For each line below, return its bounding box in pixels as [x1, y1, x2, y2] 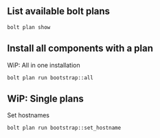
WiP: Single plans [7, 93, 84, 105]
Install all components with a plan [7, 43, 153, 55]
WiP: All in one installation [7, 61, 80, 69]
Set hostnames [7, 111, 50, 119]
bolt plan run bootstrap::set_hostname [7, 124, 122, 132]
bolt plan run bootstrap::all [7, 74, 94, 81]
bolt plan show [7, 23, 51, 30]
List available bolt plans [7, 6, 111, 17]
